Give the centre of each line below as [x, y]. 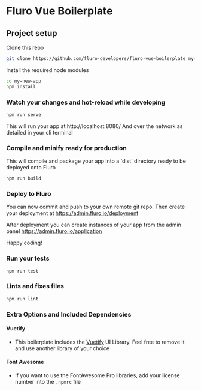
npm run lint [22, 299]
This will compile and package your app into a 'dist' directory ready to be [96, 161]
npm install [21, 86]
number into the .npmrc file [48, 381]
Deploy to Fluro [29, 193]
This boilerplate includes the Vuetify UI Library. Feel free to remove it [100, 342]
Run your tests [28, 258]
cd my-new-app [24, 81]
